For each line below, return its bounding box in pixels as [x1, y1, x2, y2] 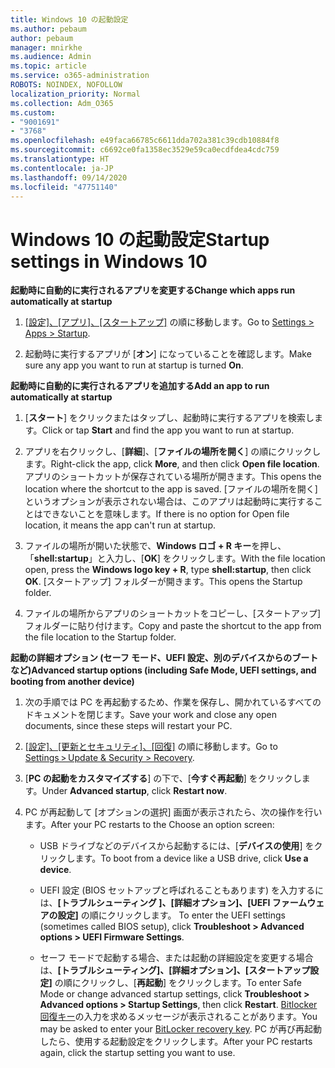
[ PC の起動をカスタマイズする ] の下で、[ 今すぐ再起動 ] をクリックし [24, 772, 302, 785]
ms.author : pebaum [10, 24, 87, 34]
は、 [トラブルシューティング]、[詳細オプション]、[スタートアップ [39, 964, 311, 976]
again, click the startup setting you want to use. [39, 1047, 236, 1059]
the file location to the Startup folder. [24, 631, 177, 643]
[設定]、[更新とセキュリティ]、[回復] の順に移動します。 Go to [24, 741, 278, 753]
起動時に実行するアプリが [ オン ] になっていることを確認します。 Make [24, 348, 312, 360]
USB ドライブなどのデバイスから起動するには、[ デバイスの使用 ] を [39, 840, 315, 852]
